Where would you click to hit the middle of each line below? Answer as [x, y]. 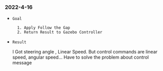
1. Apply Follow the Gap [44, 28]
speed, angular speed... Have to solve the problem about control [80, 57]
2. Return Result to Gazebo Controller [60, 32]
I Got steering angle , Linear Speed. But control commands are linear [85, 52]
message [22, 63]
